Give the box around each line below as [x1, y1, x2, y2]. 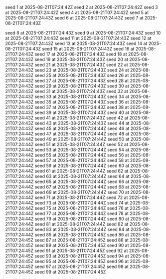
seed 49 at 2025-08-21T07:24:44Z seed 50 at [34, 136, 130, 142]
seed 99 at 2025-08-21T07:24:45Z [34, 269, 106, 274]
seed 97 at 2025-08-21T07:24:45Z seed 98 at [34, 263, 129, 269]
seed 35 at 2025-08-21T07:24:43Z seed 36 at [34, 99, 129, 104]
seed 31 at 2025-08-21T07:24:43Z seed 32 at [34, 88, 129, 94]
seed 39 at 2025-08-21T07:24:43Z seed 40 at [34, 109, 130, 115]
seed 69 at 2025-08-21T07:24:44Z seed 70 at [34, 189, 130, 195]
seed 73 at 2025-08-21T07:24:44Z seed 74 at [34, 200, 129, 205]
